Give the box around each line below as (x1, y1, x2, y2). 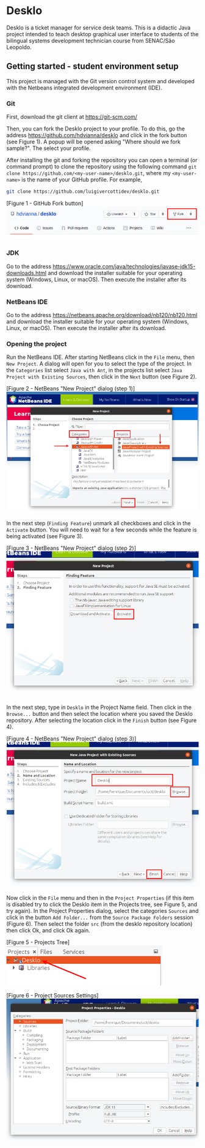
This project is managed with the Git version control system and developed (6, 77, 195, 84)
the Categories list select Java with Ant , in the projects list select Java (6, 367, 182, 374)
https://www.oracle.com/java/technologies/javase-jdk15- (52, 263, 196, 270)
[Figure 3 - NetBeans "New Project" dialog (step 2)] (6, 544, 136, 552)
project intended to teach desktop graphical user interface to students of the (6, 30, 199, 37)
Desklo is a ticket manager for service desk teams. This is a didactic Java (6, 24, 191, 31)
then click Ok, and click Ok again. (6, 926, 90, 934)
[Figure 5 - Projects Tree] (6, 938, 70, 946)
